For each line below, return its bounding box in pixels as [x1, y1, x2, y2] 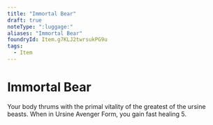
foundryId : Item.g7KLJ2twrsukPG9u [7, 36, 108, 43]
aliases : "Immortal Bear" [7, 29, 82, 37]
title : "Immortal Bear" [7, 10, 77, 17]
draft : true [7, 17, 42, 24]
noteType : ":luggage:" [7, 23, 73, 30]
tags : [7, 43, 23, 50]
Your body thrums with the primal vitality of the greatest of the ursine [7, 102, 206, 110]
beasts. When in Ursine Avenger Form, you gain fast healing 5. [7, 110, 187, 118]
